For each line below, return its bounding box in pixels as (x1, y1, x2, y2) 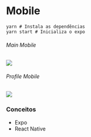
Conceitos (6, 105, 36, 113)
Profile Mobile (6, 73, 40, 80)
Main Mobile (6, 41, 36, 48)
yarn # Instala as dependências (6, 24, 85, 30)
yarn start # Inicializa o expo (6, 28, 85, 35)
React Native (14, 125, 46, 132)
